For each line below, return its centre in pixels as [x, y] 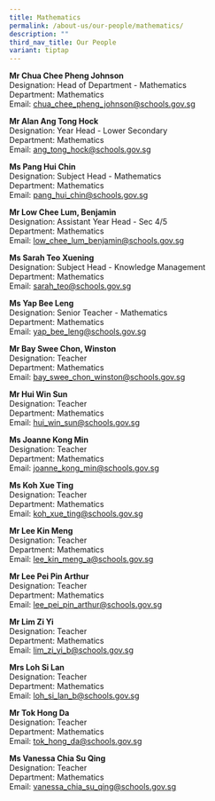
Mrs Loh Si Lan [37, 668]
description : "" [39, 34]
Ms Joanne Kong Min [49, 440]
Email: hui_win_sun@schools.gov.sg [74, 423]
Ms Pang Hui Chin [42, 167]
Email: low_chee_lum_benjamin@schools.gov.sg [96, 241]
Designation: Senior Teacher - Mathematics [88, 313]
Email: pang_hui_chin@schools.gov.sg [79, 195]
